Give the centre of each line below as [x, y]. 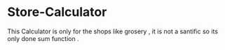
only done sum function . [43, 38]
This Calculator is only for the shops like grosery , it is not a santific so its [113, 31]
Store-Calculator [57, 12]
